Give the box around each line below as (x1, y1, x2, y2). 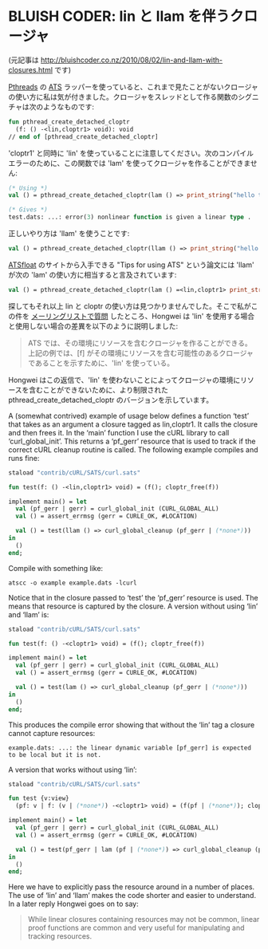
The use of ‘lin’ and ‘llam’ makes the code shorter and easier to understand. (8, 891, 257, 900)
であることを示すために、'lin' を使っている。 (27, 358, 174, 368)
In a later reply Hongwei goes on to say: (8, 899, 140, 909)
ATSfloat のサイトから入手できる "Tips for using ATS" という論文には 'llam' (8, 260, 254, 270)
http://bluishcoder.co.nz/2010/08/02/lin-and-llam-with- (41, 55, 223, 65)
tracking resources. (27, 931, 93, 941)
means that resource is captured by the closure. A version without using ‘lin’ (8, 601, 258, 611)
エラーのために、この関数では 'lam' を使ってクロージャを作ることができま (8, 158, 251, 167)
